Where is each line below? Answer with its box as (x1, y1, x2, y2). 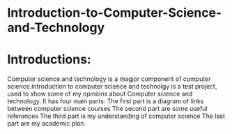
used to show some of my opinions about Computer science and (7, 89, 193, 98)
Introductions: (7, 52, 92, 68)
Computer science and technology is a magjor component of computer (7, 75, 211, 83)
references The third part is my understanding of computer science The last (7, 112, 225, 120)
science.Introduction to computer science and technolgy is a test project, (7, 82, 217, 91)
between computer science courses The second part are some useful (7, 105, 208, 113)
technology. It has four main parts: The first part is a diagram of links (7, 97, 204, 105)
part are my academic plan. (7, 119, 86, 128)
